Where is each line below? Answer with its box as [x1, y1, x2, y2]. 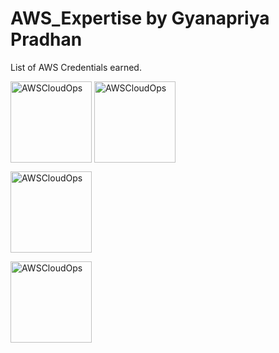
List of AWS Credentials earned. [10, 61, 142, 73]
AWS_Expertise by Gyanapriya [10, 7, 270, 30]
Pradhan [10, 28, 83, 51]
